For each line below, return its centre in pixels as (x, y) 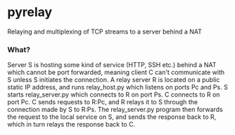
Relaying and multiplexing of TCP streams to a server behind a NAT (105, 31)
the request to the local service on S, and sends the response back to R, (112, 117)
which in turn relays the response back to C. (71, 125)
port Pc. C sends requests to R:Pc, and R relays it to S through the (103, 102)
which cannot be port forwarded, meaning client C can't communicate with (116, 72)
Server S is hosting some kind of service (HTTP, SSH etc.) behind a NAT (112, 65)
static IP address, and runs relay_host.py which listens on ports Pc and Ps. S (118, 87)
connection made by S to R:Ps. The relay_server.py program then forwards (115, 110)
